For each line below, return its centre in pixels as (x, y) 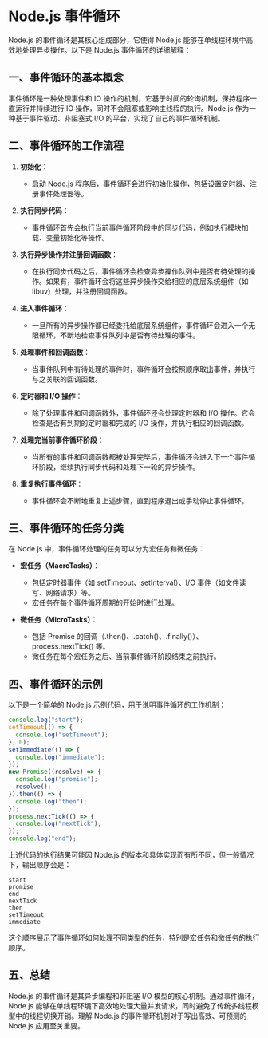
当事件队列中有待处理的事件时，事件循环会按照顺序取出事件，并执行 (144, 369)
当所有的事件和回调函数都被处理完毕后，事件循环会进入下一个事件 (140, 456)
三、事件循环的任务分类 (66, 528)
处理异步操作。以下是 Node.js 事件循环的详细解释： (106, 49)
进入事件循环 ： (44, 308)
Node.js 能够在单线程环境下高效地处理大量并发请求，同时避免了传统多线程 (130, 1005)
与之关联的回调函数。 (67, 379)
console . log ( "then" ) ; (51, 801)
